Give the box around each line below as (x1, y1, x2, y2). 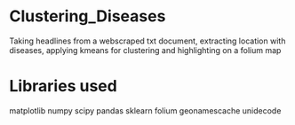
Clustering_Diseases (9, 6, 166, 27)
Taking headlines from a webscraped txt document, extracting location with (9, 35, 286, 46)
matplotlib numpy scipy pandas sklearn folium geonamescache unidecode (9, 105, 282, 116)
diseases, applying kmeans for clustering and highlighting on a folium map (9, 44, 282, 55)
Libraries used (9, 76, 117, 97)
